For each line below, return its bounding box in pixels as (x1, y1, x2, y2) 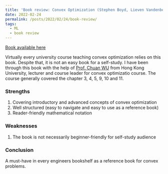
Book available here (5, 45, 46, 50)
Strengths (5, 88, 30, 95)
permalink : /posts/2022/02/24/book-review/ (5, 17, 97, 22)
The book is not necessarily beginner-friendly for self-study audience (12, 134, 156, 140)
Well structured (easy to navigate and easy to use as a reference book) (12, 105, 159, 111)
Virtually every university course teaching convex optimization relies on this (5, 54, 161, 60)
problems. (5, 163, 26, 169)
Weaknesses (5, 122, 37, 129)
